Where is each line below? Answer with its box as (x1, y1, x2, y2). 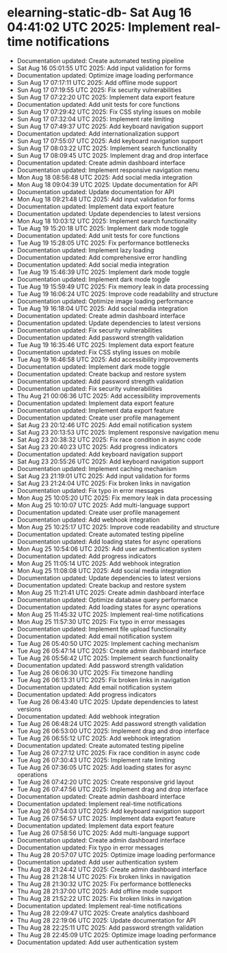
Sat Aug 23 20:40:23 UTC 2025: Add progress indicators (16, 442, 178, 450)
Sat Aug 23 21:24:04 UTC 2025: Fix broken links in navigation (16, 479, 191, 487)
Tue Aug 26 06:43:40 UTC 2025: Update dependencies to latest (16, 697, 198, 705)
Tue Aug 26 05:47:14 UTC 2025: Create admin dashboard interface (16, 647, 206, 655)
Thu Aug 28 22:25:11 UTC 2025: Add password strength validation (16, 924, 204, 932)
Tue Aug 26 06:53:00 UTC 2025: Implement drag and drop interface (16, 727, 210, 735)
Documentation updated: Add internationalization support (16, 129, 180, 138)
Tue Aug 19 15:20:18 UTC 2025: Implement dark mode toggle (16, 224, 189, 232)
